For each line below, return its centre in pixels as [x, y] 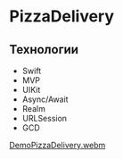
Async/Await [45, 99]
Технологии [44, 50]
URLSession [45, 118]
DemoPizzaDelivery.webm [57, 145]
